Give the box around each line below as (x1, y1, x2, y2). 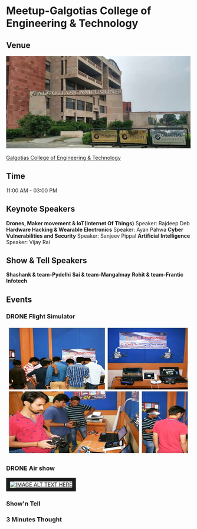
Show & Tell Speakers (6, 255, 87, 266)
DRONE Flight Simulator (6, 312, 75, 320)
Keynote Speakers (6, 204, 75, 214)
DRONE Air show (6, 464, 55, 472)
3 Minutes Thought (6, 515, 62, 524)
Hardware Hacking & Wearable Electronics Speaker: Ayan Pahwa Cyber (6, 226, 184, 233)
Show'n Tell (6, 500, 41, 508)
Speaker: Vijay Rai (6, 238, 50, 245)
